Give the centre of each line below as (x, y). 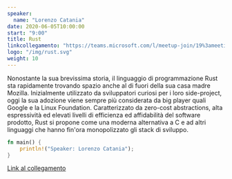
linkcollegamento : (33, 46)
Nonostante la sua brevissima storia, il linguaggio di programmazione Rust (113, 78)
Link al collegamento (37, 168)
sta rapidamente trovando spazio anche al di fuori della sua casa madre (109, 85)
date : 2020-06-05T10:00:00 (46, 26)
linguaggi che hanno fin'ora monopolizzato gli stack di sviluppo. (98, 129)
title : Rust (24, 39)
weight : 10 (23, 59)
